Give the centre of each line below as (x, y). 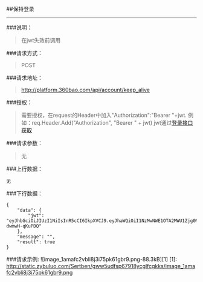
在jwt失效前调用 (41, 40)
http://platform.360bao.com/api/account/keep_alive (85, 90)
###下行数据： (25, 193)
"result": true (36, 242)
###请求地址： (25, 78)
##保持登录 (20, 9)
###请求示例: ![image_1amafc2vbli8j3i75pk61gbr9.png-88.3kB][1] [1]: (92, 259)
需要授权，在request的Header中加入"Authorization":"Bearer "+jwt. (104, 115)
